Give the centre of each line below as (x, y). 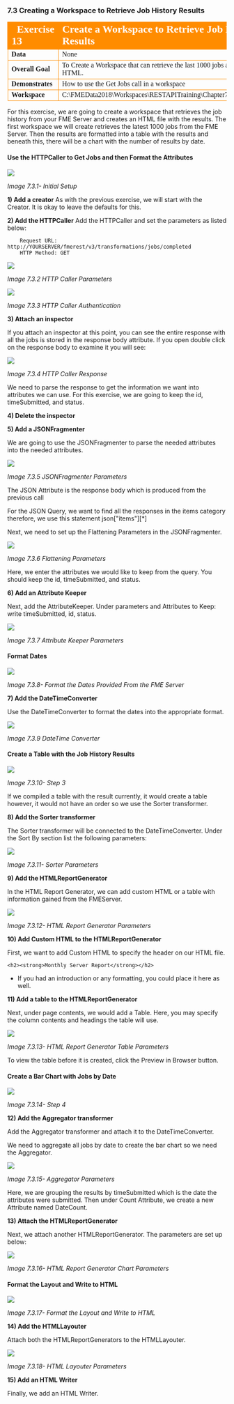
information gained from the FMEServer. (65, 899)
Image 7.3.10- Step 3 (37, 782)
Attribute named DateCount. (48, 1208)
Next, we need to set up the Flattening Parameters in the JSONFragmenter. (115, 532)
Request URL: (39, 240)
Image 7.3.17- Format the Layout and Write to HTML (81, 1313)
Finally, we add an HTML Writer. (53, 1394)
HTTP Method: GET (45, 253)
